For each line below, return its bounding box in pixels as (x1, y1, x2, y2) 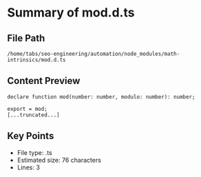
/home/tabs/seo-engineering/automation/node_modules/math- (7, 50, 180, 57)
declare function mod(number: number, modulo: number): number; (7, 93, 195, 101)
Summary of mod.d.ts (7, 5, 135, 21)
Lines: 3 (17, 163, 40, 171)
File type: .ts (17, 148, 53, 156)
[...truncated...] (7, 112, 60, 118)
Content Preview (7, 75, 81, 87)
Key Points (7, 130, 54, 142)
